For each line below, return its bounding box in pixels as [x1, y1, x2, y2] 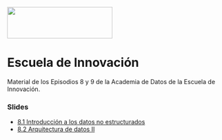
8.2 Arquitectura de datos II [17, 125, 95, 134]
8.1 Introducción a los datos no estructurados [17, 118, 145, 126]
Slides [7, 102, 29, 112]
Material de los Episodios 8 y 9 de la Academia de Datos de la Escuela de [7, 77, 216, 86]
